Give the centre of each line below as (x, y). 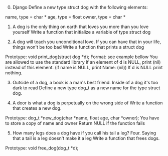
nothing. (14, 73)
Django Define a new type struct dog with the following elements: (80, 7)
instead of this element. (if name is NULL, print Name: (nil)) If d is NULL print (84, 67)
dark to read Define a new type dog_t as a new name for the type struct (86, 88)
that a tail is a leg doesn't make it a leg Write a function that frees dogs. (86, 138)
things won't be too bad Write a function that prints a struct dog (78, 47)
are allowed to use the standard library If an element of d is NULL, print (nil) (83, 62)
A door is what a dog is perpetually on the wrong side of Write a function (88, 103)
